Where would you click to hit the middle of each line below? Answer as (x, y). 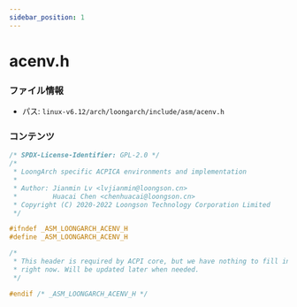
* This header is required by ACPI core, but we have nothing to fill (145, 262)
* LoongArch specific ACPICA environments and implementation (130, 172)
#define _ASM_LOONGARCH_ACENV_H (69, 237)
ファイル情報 (37, 90)
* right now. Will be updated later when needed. (106, 269)
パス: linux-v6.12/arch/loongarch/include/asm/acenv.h (123, 111)
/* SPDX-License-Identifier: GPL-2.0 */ (85, 156)
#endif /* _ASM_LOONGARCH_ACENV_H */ (79, 294)
